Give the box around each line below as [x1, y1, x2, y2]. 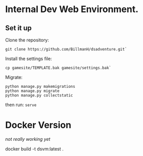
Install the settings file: [5, 56, 52, 62]
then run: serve [5, 102, 37, 108]
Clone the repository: [5, 37, 49, 43]
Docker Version [5, 120, 71, 131]
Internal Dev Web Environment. [5, 4, 138, 15]
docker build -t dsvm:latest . [5, 145, 64, 152]
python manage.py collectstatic [5, 93, 73, 98]
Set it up [5, 24, 32, 32]
